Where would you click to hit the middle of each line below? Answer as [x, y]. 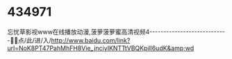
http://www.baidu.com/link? [91, 40]
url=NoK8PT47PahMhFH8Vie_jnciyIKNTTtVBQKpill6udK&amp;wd [101, 48]
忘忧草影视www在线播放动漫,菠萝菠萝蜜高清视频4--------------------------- [116, 32]
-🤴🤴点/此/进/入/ [29, 40]
